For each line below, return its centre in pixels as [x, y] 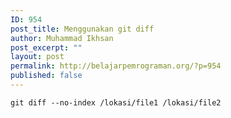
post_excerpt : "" [46, 47]
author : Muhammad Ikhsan [62, 38]
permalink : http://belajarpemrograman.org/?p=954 [116, 66]
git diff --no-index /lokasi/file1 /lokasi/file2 [116, 102]
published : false [46, 76]
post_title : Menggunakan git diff [82, 29]
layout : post [37, 57]
